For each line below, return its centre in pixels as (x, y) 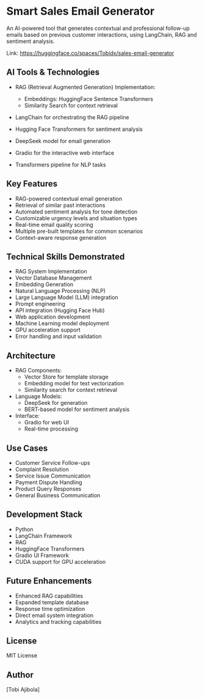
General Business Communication (58, 495)
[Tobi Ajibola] (23, 690)
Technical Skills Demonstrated (66, 257)
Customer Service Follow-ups (52, 463)
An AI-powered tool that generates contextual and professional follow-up (98, 28)
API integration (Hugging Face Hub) (60, 311)
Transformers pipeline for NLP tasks (61, 165)
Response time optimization (50, 608)
